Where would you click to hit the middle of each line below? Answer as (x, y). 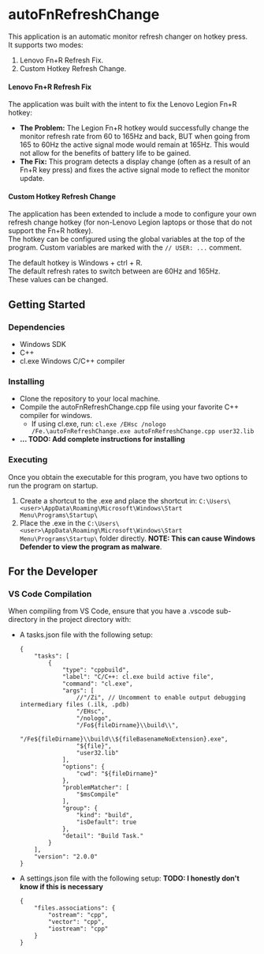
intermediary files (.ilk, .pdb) (74, 705)
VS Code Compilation (50, 594)
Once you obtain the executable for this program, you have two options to (128, 477)
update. (32, 179)
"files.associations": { (75, 908)
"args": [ (78, 691)
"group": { (80, 809)
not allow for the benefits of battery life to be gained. (105, 153)
